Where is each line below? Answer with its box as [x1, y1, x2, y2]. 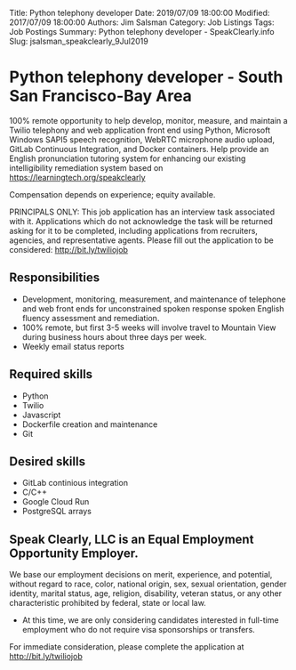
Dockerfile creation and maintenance [21, 418, 158, 430]
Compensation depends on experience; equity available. [9, 189, 216, 199]
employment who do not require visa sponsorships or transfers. [21, 625, 255, 635]
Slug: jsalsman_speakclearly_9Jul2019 [9, 36, 148, 46]
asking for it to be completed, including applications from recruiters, [9, 225, 258, 236]
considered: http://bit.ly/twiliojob [9, 244, 129, 254]
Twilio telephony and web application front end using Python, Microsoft [9, 125, 271, 135]
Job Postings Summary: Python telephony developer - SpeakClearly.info [9, 27, 275, 36]
